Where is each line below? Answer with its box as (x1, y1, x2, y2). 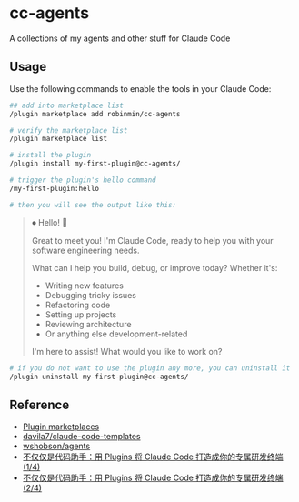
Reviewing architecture (45, 318, 132, 329)
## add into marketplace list (9, 101, 125, 110)
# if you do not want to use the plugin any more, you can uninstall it (9, 363, 291, 373)
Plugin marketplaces (22, 421, 100, 432)
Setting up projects (45, 308, 117, 320)
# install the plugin (9, 151, 92, 160)
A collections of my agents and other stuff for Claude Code (9, 33, 231, 44)
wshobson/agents (22, 440, 91, 452)
